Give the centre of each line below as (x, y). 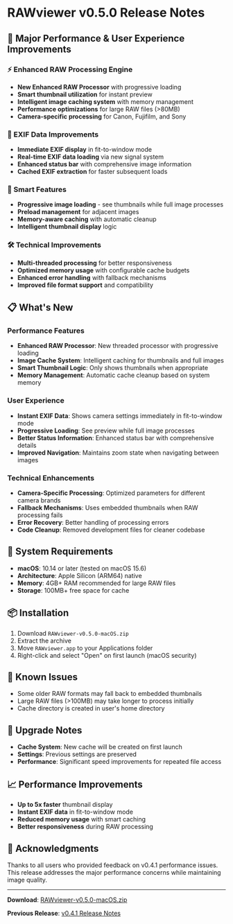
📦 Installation (38, 613)
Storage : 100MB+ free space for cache (73, 590)
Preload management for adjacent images (78, 212)
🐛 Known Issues (43, 677)
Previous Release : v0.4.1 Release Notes (64, 913)
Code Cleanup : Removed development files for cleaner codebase (111, 530)
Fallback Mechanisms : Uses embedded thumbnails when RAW (107, 508)
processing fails (40, 515)
